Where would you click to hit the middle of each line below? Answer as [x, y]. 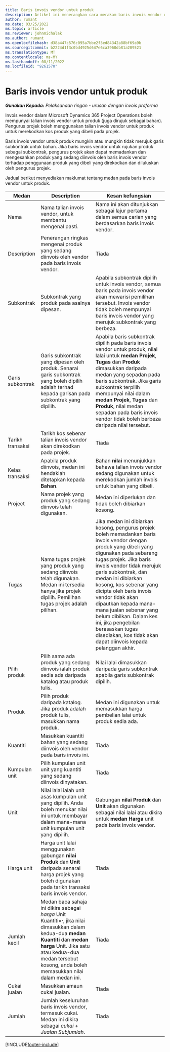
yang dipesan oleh [62, 362]
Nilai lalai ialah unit [62, 790]
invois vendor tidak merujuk [128, 566]
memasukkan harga [119, 709]
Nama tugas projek [63, 559]
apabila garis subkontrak [125, 675]
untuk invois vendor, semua [128, 284]
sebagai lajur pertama [121, 211]
